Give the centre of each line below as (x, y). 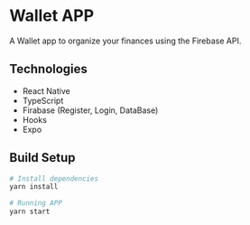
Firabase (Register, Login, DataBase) (90, 110)
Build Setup (42, 158)
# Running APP (36, 203)
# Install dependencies (54, 178)
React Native (46, 90)
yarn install (34, 187)
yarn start (30, 212)
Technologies (49, 69)
